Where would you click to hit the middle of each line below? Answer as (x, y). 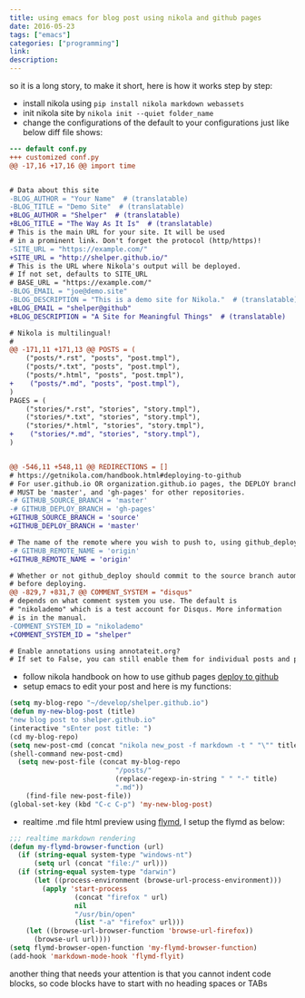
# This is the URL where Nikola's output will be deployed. (126, 266)
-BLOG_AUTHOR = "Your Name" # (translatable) (99, 199)
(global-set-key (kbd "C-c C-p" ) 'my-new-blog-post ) (111, 804)
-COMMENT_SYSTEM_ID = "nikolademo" (77, 626)
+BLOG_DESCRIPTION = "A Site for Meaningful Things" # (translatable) (148, 317)
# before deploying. (49, 584)
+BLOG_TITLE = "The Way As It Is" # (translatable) (111, 224)
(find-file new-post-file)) (79, 796)
